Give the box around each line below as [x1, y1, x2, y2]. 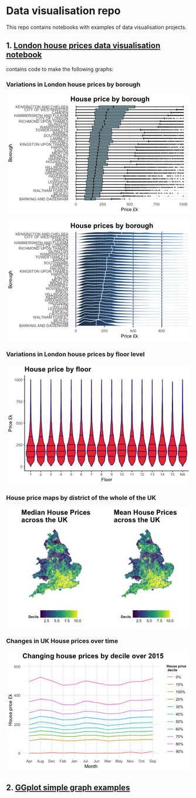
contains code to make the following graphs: [6, 65, 114, 72]
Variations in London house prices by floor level [6, 350, 145, 359]
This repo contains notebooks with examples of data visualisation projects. [6, 24, 187, 31]
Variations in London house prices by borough [6, 80, 141, 88]
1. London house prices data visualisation [6, 41, 161, 51]
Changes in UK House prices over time [6, 637, 119, 645]
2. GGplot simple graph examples [6, 783, 130, 793]
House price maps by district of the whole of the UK [6, 494, 157, 502]
